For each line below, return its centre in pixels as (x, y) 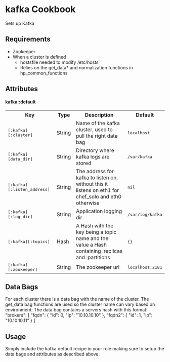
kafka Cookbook (40, 9)
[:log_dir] (20, 217)
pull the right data (97, 136)
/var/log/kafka (145, 214)
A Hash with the (95, 226)
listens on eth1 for (97, 190)
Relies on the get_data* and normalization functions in (76, 67)
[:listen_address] (29, 190)
